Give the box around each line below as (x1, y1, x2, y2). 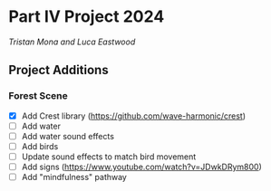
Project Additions (8, 62, 110, 78)
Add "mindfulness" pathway (21, 172, 128, 182)
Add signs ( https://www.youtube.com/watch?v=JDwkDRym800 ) (21, 161, 262, 172)
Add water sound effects (21, 130, 115, 141)
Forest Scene (8, 90, 69, 102)
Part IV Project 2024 (8, 6, 165, 27)
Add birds (21, 140, 59, 151)
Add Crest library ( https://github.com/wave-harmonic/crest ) (21, 110, 247, 121)
